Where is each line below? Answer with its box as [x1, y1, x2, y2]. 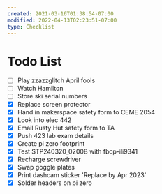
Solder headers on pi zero [17, 179, 92, 187]
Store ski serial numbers [17, 92, 87, 100]
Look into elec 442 [17, 116, 72, 124]
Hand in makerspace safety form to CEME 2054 [17, 107, 156, 116]
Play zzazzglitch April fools [17, 76, 96, 84]
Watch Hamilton [17, 84, 64, 93]
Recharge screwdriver [17, 155, 82, 163]
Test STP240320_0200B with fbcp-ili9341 [17, 147, 138, 156]
